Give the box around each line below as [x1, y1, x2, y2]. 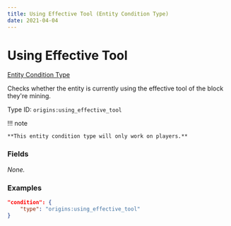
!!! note [7, 119, 28, 128]
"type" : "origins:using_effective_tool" [20, 206, 141, 213]
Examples [7, 183, 42, 193]
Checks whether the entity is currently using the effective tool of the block [7, 84, 224, 93]
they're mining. [7, 92, 52, 100]
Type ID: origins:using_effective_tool [7, 105, 122, 114]
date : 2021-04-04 [7, 17, 59, 24]
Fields [7, 149, 29, 159]
